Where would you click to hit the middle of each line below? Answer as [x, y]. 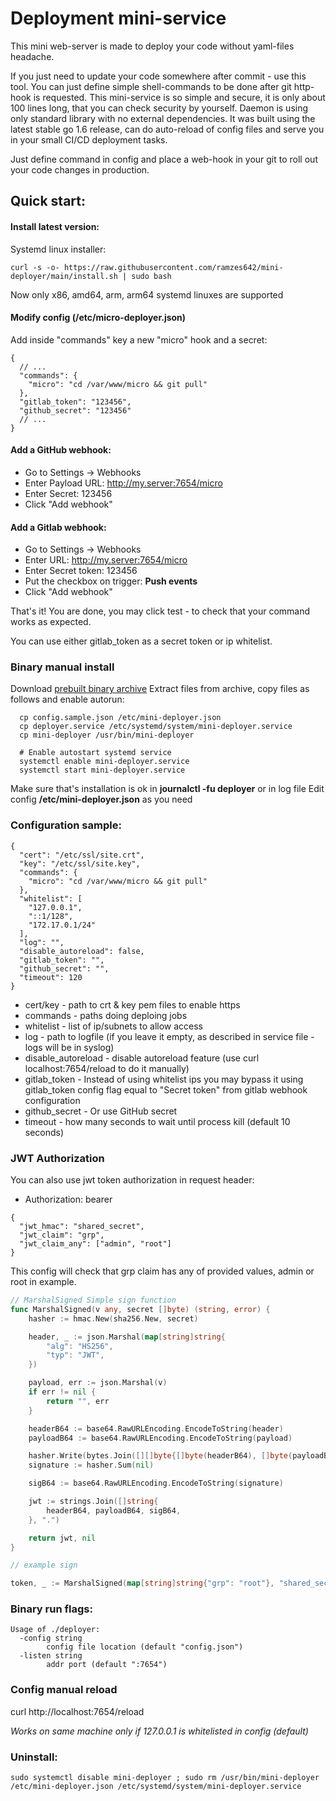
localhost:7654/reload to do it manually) [107, 1068]
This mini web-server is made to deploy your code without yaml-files [152, 46]
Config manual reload [64, 1690]
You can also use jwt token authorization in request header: [132, 1180]
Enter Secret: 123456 [68, 493]
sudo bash [151, 276]
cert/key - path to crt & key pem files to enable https [132, 1004]
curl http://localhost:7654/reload [77, 1711]
